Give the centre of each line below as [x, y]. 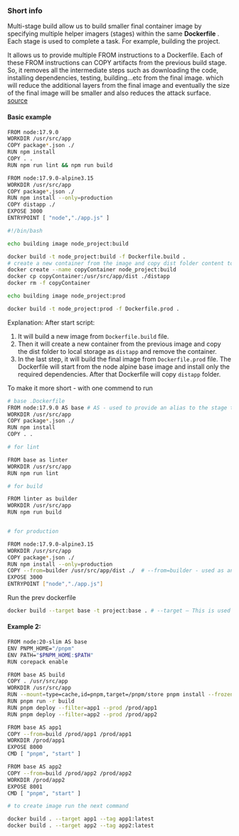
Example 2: [24, 627]
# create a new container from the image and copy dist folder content [116, 263]
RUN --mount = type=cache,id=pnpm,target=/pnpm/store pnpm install [106, 695]
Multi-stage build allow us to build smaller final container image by [105, 26]
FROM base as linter [38, 460]
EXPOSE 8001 [25, 787]
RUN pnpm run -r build [41, 701]
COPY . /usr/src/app [38, 681]
